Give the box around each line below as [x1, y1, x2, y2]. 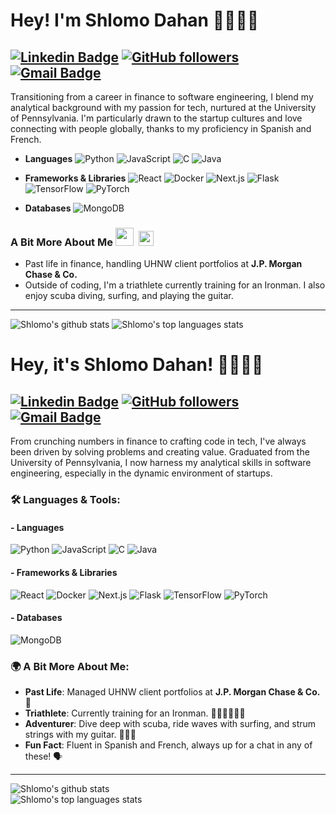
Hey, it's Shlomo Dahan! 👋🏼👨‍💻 [10, 354, 264, 376]
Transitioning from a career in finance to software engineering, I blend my [10, 91, 314, 103]
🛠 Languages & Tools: [10, 493, 121, 507]
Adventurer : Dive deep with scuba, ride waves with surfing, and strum [24, 718, 317, 730]
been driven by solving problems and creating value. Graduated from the [10, 446, 310, 458]
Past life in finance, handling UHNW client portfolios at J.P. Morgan [24, 258, 303, 270]
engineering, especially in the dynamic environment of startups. [10, 467, 273, 479]
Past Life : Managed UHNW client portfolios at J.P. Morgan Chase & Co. [24, 686, 321, 698]
